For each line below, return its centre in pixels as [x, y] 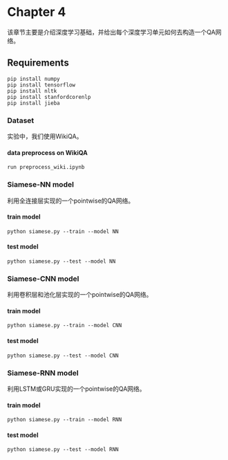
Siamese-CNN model [43, 279]
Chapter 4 [37, 12]
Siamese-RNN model [43, 373]
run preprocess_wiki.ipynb [46, 167]
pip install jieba [34, 103]
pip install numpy [34, 79]
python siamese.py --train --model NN [63, 231]
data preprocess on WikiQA [48, 152]
